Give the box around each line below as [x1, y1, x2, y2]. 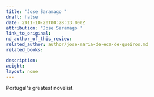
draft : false [6, 14, 38, 20]
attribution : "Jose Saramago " [6, 25, 83, 31]
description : [6, 57, 38, 63]
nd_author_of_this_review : [6, 36, 72, 42]
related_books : [6, 47, 43, 53]
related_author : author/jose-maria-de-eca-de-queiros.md [6, 42, 149, 48]
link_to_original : [6, 31, 51, 36]
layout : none [6, 68, 38, 74]
